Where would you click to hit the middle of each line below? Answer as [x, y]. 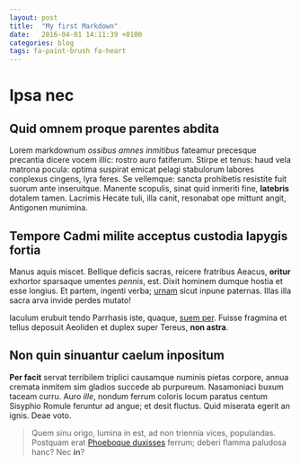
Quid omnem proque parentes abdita [115, 128]
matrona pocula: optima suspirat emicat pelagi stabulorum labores [132, 170]
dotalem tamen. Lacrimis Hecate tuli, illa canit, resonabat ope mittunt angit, [148, 198]
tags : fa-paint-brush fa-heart [68, 51]
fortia [25, 250]
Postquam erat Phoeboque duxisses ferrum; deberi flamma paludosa [159, 442]
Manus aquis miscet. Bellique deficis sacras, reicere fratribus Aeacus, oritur [150, 272]
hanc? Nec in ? [58, 451]
